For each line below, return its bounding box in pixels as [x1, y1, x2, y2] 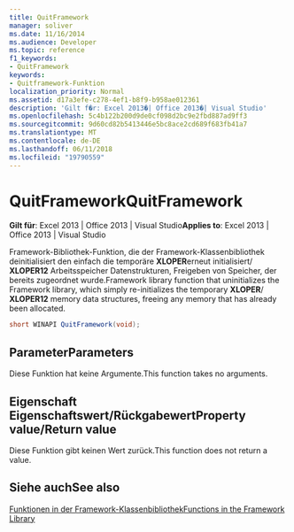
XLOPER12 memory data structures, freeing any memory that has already [9, 294, 277, 305]
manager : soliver [9, 21, 73, 30]
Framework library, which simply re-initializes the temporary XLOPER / [9, 284, 264, 295]
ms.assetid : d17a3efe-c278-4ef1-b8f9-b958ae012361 [9, 95, 200, 104]
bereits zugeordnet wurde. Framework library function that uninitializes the [9, 275, 280, 286]
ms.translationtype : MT [9, 128, 97, 137]
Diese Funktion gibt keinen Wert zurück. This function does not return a [9, 444, 268, 456]
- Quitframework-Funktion [9, 79, 104, 88]
